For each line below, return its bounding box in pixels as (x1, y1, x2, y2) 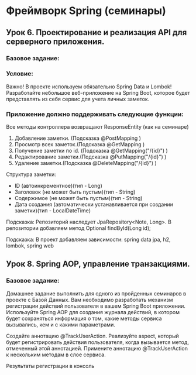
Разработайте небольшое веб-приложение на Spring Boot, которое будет (6, 89, 190, 96)
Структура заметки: (6, 171, 57, 178)
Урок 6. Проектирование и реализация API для (6, 27, 187, 37)
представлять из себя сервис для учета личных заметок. (6, 95, 150, 102)
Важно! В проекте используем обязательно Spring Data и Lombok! (6, 83, 172, 90)
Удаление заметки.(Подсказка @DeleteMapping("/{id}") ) (14, 160, 157, 167)
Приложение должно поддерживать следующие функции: (6, 110, 184, 118)
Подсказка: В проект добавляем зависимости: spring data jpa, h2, (6, 236, 171, 243)
